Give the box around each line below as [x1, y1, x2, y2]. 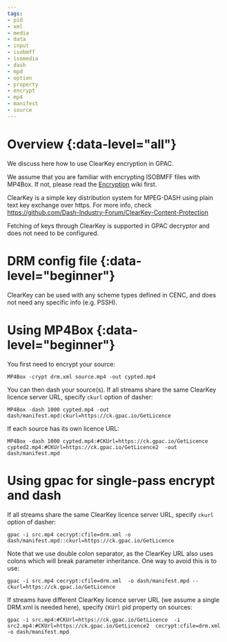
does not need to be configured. [7, 229, 99, 237]
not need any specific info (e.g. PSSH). [7, 298, 117, 306]
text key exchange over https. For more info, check [7, 201, 152, 209]
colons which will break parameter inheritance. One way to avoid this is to [7, 556, 217, 565]
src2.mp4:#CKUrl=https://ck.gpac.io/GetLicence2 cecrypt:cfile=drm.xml [7, 622, 221, 630]
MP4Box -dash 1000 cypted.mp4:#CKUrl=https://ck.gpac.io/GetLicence [7, 437, 208, 445]
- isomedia [7, 55, 39, 62]
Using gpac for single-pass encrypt [7, 473, 215, 488]
